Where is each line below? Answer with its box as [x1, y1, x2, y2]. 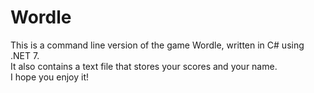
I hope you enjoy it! [10, 71, 89, 83]
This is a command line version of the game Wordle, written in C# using [10, 39, 305, 51]
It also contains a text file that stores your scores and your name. [10, 60, 278, 72]
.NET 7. [10, 49, 40, 61]
